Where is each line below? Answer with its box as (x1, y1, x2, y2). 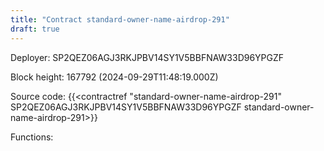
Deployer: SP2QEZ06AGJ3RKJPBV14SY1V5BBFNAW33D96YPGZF (10, 51, 285, 63)
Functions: (10, 131, 54, 143)
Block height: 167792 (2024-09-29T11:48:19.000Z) (10, 71, 219, 83)
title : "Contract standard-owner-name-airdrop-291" (10, 14, 230, 25)
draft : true (10, 24, 60, 34)
